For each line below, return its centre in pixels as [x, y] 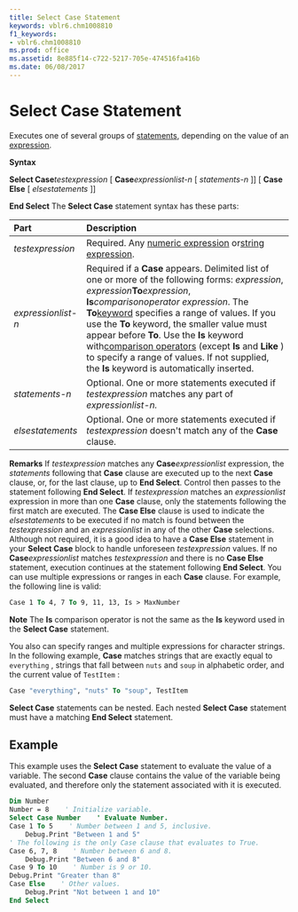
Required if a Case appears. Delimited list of [178, 268]
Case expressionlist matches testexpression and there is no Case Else [137, 558]
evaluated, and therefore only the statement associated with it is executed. [145, 785]
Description [112, 227]
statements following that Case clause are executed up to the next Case [141, 472]
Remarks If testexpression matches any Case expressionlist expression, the [147, 464]
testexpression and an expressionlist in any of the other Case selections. [142, 529]
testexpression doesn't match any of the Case [182, 430]
